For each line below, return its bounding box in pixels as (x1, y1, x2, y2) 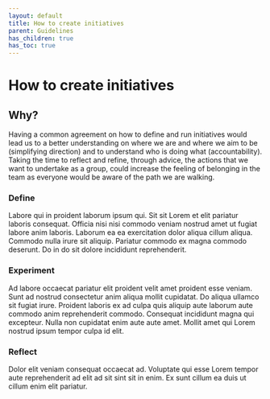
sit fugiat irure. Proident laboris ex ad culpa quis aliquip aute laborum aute (8, 300, 254, 310)
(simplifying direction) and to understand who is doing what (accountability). (8, 146, 263, 157)
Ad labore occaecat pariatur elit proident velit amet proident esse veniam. (8, 283, 252, 293)
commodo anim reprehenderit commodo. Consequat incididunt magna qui (8, 309, 255, 319)
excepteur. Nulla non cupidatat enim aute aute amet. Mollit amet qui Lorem (8, 317, 255, 327)
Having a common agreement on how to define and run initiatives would (8, 130, 247, 139)
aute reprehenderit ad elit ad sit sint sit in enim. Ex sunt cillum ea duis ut (8, 373, 247, 383)
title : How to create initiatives (8, 19, 125, 27)
